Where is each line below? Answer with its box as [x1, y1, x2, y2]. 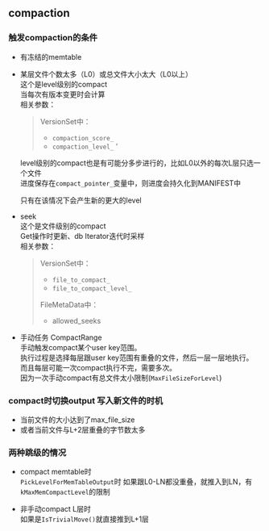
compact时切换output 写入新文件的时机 [8, 395, 163, 406]
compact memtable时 [19, 467, 92, 477]
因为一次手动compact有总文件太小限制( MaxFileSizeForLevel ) [19, 373, 222, 383]
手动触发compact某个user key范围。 [19, 342, 142, 352]
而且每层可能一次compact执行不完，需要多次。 [19, 362, 177, 372]
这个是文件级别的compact [19, 221, 106, 231]
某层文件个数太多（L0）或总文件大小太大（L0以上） [19, 69, 193, 79]
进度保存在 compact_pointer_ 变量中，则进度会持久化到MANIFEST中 [19, 178, 242, 188]
